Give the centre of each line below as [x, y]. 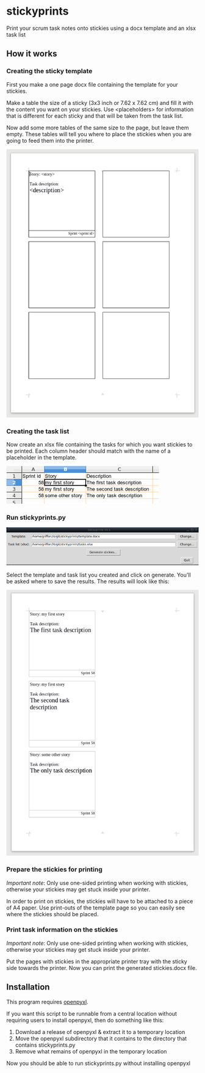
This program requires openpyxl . [47, 1002]
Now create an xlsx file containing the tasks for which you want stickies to [99, 444]
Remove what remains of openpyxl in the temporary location [91, 1051]
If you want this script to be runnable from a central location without [92, 1013]
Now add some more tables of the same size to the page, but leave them [98, 127]
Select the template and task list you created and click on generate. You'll [99, 575]
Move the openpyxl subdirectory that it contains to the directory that [101, 1038]
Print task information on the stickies [62, 930]
